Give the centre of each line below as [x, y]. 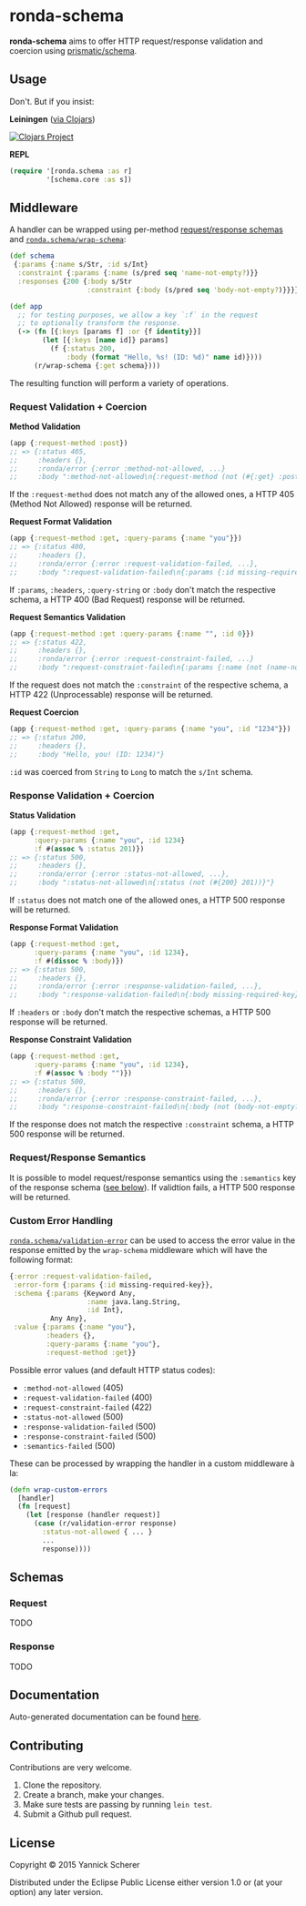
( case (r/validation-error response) [105, 1524]
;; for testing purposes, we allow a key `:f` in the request [138, 315]
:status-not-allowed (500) [73, 1416]
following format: [41, 1259]
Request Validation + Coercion [78, 406]
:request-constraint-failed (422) [87, 1407]
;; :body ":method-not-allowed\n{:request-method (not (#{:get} [142, 477]
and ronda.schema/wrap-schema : [68, 240]
